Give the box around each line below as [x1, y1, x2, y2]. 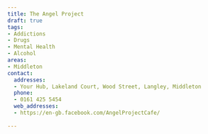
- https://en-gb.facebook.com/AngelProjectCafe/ [13, 109, 160, 116]
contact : [7, 69, 33, 77]
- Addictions [7, 30, 46, 38]
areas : [7, 57, 27, 64]
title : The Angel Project [7, 10, 84, 18]
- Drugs [7, 37, 31, 44]
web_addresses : [13, 103, 59, 110]
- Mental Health [7, 43, 55, 50]
